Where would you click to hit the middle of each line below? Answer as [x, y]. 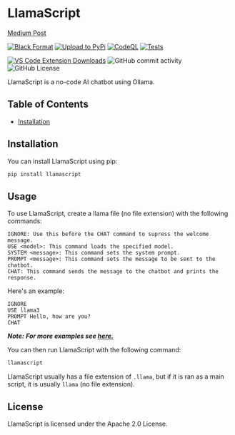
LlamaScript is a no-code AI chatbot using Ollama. [81, 82]
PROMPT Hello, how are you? [49, 317]
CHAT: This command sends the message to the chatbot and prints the [113, 272]
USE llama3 [24, 311]
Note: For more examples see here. [61, 336]
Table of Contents [48, 104]
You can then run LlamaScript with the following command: [94, 350]
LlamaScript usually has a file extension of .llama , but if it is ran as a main [116, 377]
